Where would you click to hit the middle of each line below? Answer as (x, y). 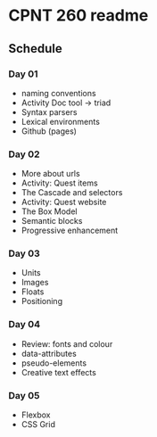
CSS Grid (38, 425)
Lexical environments (60, 121)
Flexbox (36, 415)
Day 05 (24, 395)
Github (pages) (49, 131)
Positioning (42, 301)
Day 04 (25, 325)
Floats (33, 292)
